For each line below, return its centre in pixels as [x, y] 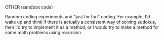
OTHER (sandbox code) [29, 7]
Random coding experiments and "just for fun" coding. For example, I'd [78, 17]
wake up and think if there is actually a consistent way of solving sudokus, [81, 22]
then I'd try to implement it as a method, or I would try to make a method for [82, 27]
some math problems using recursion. [44, 32]
